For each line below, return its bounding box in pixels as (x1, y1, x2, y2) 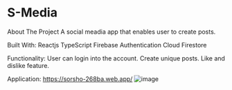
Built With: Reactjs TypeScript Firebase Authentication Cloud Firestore (7, 41, 207, 49)
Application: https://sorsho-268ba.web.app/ (7, 74, 133, 83)
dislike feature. (7, 61, 50, 69)
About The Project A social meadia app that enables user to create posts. (7, 27, 216, 36)
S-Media (7, 5, 57, 21)
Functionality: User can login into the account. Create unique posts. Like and (7, 54, 225, 63)
